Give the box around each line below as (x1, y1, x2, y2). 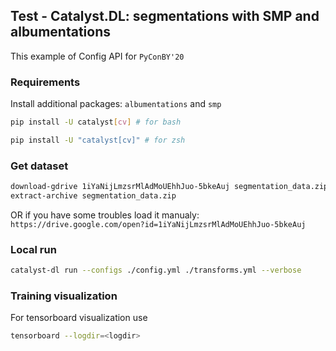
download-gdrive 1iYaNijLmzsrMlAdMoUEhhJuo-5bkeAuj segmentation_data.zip (10, 182, 329, 192)
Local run (10, 242, 57, 256)
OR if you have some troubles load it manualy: (10, 209, 200, 221)
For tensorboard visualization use (10, 312, 148, 324)
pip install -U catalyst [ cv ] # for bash (10, 117, 182, 128)
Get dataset (10, 159, 69, 173)
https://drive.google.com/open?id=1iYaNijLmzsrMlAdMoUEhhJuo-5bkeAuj (10, 219, 307, 229)
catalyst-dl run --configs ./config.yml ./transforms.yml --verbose (10, 265, 302, 276)
